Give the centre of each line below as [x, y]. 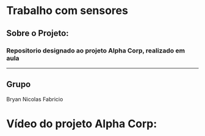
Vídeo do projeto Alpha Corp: [82, 123]
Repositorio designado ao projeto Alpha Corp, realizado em [95, 51]
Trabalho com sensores [67, 11]
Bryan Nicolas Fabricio [35, 99]
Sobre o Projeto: [38, 33]
